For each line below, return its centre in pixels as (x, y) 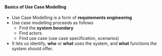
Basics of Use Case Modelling (35, 7)
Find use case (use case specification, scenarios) (69, 38)
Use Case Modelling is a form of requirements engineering (72, 18)
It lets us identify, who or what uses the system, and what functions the (84, 43)
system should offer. (32, 49)
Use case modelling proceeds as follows (52, 23)
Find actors (30, 33)
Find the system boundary (46, 28)
